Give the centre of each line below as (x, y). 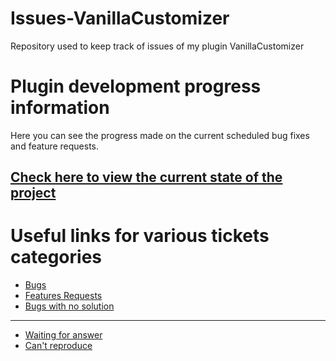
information (60, 108)
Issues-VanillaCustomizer (120, 18)
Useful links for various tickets (140, 236)
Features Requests (63, 296)
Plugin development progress (136, 86)
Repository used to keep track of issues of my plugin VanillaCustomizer (157, 46)
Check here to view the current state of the (146, 177)
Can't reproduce (58, 346)
